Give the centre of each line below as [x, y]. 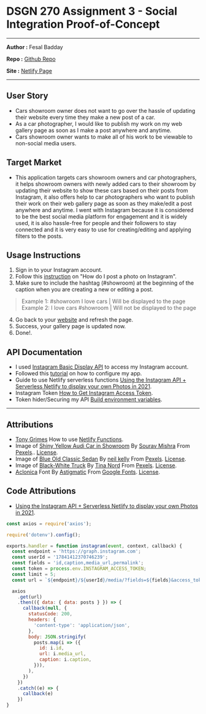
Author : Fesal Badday [35, 47]
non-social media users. [46, 143]
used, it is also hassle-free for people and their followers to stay [96, 223]
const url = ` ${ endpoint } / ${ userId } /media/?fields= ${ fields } [92, 580]
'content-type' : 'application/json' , [82, 625]
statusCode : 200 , [50, 614]
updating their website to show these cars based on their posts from [101, 190]
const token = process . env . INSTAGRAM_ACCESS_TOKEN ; [79, 569]
